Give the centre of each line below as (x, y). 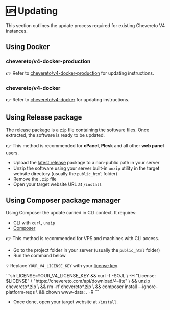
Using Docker (28, 47)
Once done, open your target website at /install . (65, 302)
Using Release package (44, 117)
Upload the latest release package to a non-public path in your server (86, 162)
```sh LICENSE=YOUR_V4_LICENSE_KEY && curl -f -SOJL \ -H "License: (81, 275)
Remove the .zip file (35, 179)
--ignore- (148, 287)
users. (13, 153)
